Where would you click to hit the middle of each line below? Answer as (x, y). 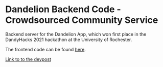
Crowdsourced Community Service (82, 20)
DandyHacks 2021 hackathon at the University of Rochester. (69, 40)
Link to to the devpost (28, 59)
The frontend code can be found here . (45, 49)
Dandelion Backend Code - (63, 9)
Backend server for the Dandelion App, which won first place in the (76, 34)
